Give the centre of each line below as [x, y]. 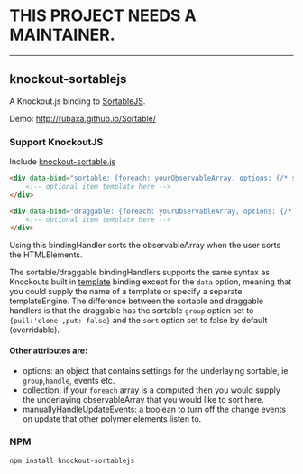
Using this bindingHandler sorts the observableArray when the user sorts [145, 246]
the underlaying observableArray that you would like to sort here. [143, 399]
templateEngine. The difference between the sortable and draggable [137, 301]
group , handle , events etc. [69, 380]
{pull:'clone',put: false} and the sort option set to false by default [138, 321]
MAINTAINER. [62, 35]
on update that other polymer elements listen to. [112, 418]
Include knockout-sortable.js [63, 162]
